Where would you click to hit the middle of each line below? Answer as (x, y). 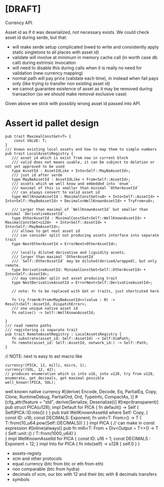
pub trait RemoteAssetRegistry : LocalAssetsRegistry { (63, 334)
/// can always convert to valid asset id (55, 192)
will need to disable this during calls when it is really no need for (77, 68)
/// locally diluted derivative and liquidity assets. (69, 252)
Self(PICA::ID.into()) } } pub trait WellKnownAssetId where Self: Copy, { (77, 412)
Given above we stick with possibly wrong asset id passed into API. (73, 103)
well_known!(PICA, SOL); (30, 382)
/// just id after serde (37, 175)
